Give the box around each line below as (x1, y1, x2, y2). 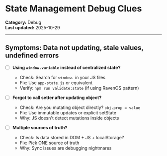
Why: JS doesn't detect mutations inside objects (19, 115, 119, 121)
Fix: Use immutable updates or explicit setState (19, 109, 117, 115)
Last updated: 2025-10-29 (5, 24, 60, 30)
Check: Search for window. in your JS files (19, 74, 106, 80)
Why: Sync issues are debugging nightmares (19, 145, 112, 151)
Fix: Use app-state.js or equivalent (19, 80, 93, 86)
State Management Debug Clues (5, 3, 142, 14)
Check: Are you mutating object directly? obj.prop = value (19, 104, 141, 110)
